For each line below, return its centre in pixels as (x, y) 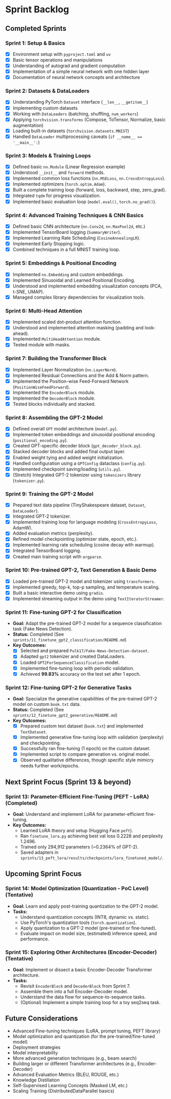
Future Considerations (42, 1019)
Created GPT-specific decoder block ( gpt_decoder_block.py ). (77, 446)
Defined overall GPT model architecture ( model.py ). (65, 429)
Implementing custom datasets (45, 108)
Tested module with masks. (41, 345)
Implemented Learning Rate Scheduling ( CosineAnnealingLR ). (76, 238)
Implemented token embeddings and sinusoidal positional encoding (84, 435)
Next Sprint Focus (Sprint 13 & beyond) (68, 782)
